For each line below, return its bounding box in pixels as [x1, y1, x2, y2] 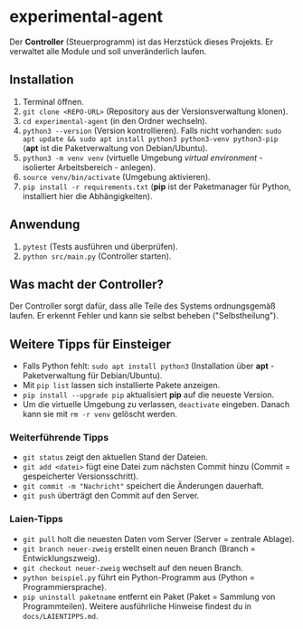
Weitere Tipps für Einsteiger [9, 337, 172, 352]
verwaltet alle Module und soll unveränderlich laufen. [9, 45, 207, 56]
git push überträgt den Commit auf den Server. [22, 491, 200, 501]
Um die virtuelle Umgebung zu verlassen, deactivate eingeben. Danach [22, 399, 290, 410]
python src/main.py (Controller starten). [22, 251, 172, 262]
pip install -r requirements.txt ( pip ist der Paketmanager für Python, [22, 181, 291, 192]
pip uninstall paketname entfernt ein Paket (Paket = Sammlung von [22, 591, 276, 602]
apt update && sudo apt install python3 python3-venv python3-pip [22, 134, 279, 144]
